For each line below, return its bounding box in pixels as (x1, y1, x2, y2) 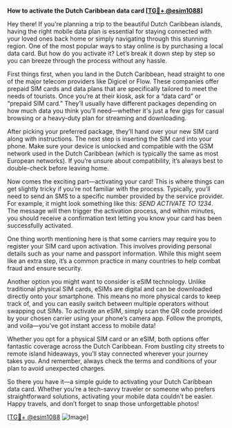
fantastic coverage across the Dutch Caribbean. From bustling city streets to (7, 342, 224, 350)
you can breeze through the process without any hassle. (7, 57, 168, 65)
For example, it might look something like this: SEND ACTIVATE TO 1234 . (7, 200, 213, 207)
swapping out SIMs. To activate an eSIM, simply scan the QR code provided (7, 307, 223, 315)
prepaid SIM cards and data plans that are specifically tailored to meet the (7, 85, 217, 93)
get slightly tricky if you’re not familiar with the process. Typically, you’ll (7, 185, 211, 193)
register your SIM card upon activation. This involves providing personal (7, 242, 212, 250)
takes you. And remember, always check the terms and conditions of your (7, 357, 217, 365)
